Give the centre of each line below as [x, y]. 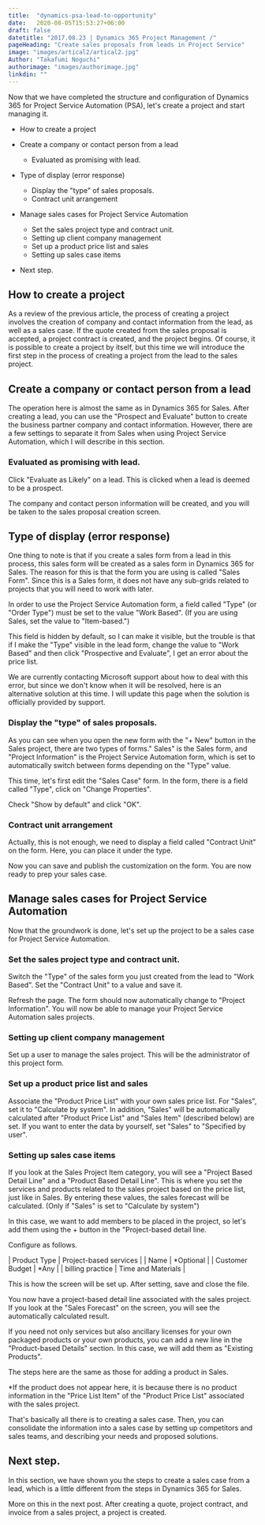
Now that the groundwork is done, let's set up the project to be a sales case [131, 930]
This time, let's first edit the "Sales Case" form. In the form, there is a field [128, 781]
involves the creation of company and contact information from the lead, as [131, 322]
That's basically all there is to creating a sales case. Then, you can [116, 1419]
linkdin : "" [28, 74]
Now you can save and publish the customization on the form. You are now [130, 865]
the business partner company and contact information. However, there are [131, 425]
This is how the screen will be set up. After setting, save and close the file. [129, 1284]
